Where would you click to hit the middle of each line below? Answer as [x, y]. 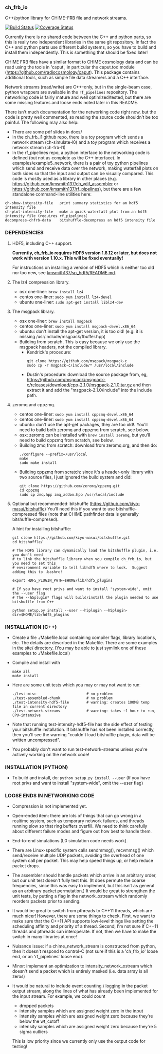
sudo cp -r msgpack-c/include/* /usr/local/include [80, 365]
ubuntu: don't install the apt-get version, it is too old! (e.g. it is [81, 331]
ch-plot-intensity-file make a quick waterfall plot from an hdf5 [76, 212]
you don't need [27, 555]
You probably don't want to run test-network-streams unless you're [80, 749]
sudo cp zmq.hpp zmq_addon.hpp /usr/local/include [72, 494]
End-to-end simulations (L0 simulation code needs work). [70, 841]
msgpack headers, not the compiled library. [63, 347]
